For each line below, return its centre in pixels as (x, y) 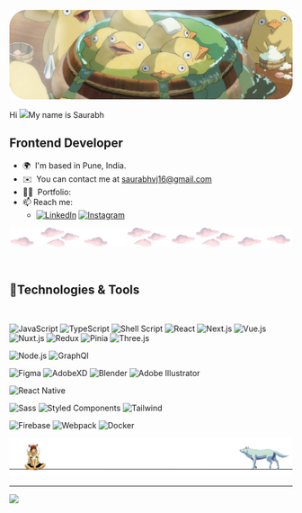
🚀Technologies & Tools (75, 289)
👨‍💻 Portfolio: (47, 192)
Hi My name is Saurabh (57, 114)
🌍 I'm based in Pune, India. (74, 165)
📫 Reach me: (48, 202)
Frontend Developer (67, 144)
